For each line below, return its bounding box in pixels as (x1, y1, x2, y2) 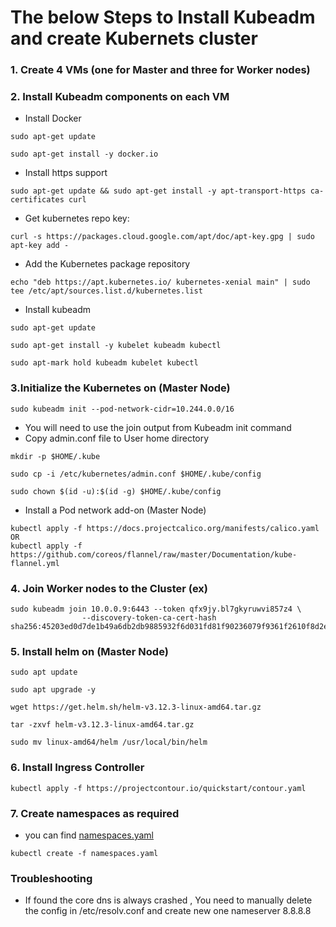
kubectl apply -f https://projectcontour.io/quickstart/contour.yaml (10, 783, 307, 793)
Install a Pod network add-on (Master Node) (24, 504, 207, 516)
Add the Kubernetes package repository (24, 258, 191, 270)
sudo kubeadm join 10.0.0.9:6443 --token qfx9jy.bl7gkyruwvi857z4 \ (10, 604, 302, 614)
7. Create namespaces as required (10, 806, 180, 820)
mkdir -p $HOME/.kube (10, 451, 101, 461)
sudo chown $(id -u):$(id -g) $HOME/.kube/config (10, 486, 222, 496)
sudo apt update (10, 667, 78, 678)
